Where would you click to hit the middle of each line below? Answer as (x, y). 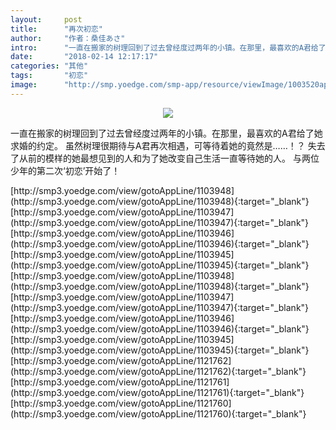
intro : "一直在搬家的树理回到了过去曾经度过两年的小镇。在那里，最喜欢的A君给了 (168, 47)
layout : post (46, 19)
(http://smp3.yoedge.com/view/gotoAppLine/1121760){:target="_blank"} (158, 413)
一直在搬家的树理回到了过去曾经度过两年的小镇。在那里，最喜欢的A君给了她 (166, 133)
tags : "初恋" (49, 76)
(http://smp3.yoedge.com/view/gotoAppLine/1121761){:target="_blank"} (157, 392)
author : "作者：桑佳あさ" (68, 38)
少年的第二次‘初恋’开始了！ (65, 170)
